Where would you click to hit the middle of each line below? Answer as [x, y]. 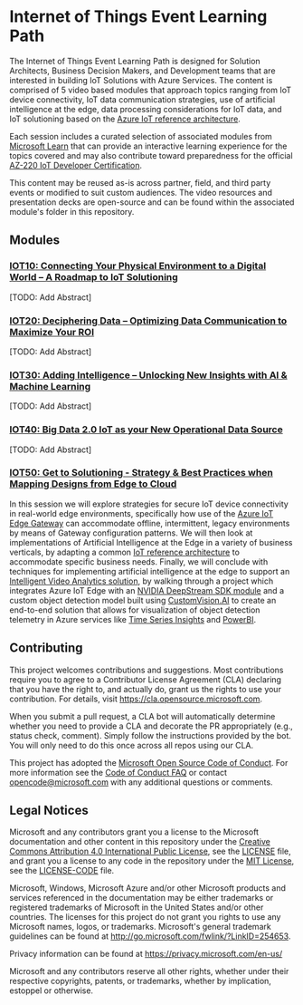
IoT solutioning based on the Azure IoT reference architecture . [125, 119]
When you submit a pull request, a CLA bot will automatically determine [142, 716]
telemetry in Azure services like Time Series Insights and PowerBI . [133, 619]
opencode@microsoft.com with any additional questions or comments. [141, 782]
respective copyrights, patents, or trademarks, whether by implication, [140, 981]
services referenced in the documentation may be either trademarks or [142, 898]
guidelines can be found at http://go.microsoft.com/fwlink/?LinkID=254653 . [150, 936]
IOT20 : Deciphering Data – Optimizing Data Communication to [148, 321]
